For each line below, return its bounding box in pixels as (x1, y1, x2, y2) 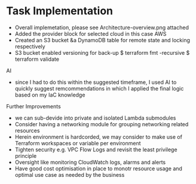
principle (14, 152, 37, 159)
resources (14, 127, 40, 134)
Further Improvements (6, 102, 61, 110)
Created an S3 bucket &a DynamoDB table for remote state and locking (14, 36, 190, 43)
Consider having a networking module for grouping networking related (14, 120, 189, 127)
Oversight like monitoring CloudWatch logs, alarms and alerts (14, 158, 166, 166)
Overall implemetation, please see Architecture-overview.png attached (14, 24, 189, 31)
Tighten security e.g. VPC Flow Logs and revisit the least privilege (14, 146, 177, 153)
